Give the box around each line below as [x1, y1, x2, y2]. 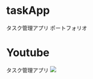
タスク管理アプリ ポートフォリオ [6, 24, 88, 31]
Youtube [6, 46, 50, 60]
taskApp [6, 4, 50, 17]
